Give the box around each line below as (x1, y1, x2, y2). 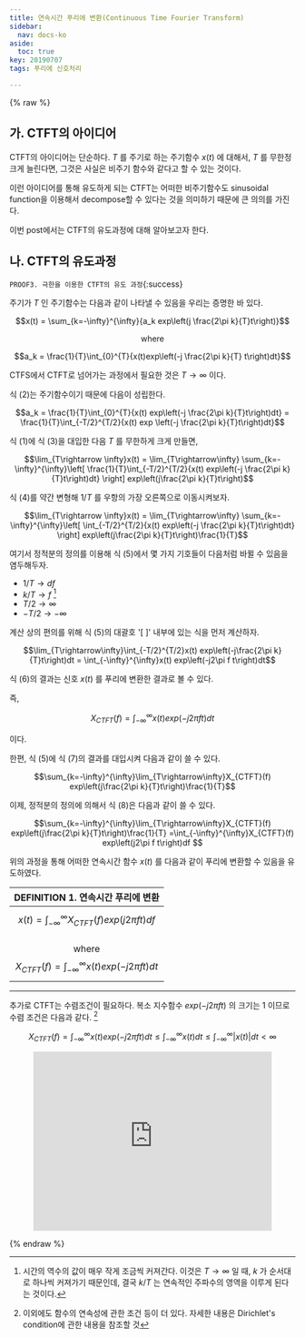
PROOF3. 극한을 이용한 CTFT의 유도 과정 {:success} (9, 279, 183, 289)
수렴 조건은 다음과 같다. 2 (9, 1009, 98, 1022)
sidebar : (9, 22, 43, 31)
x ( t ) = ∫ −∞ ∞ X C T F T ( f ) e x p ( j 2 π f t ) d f (17, 911, 156, 928)
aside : (9, 38, 34, 48)
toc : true (17, 47, 54, 56)
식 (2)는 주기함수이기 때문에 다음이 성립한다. (9, 389, 166, 400)
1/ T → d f (22, 577, 56, 588)
